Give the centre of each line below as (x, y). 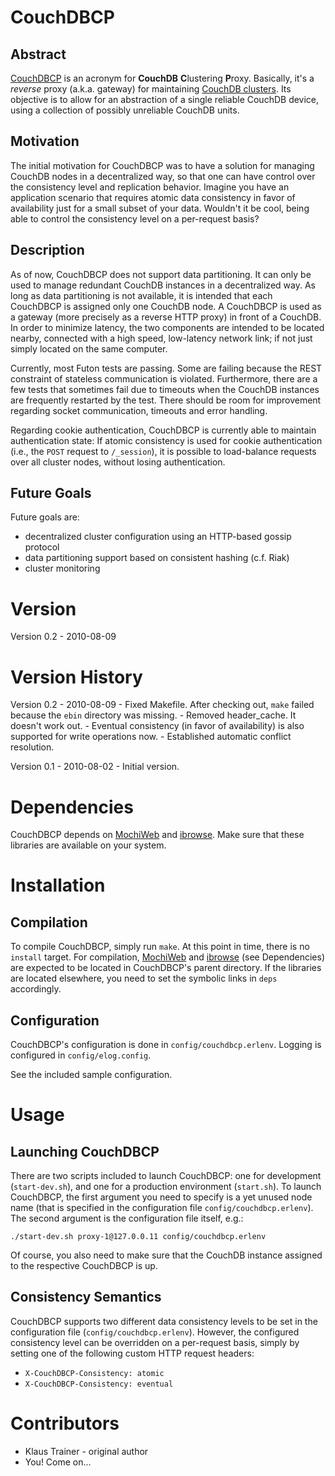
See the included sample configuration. (91, 1075)
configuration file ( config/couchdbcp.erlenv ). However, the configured (155, 1332)
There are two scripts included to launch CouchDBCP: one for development (166, 1176)
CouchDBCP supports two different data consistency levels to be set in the (164, 1321)
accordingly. (36, 989)
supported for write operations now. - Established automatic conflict (151, 737)
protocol (42, 547)
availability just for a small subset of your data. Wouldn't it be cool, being (160, 208)
